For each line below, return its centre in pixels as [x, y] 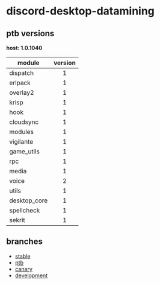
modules [22, 132]
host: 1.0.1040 [24, 48]
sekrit [17, 220]
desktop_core [29, 200]
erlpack [20, 83]
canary [24, 269]
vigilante [21, 142]
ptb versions [30, 34]
